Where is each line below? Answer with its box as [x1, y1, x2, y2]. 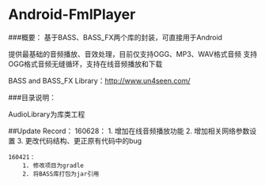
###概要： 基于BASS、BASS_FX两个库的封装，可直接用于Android [8, 32, 223, 42]
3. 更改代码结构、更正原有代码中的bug [17, 136, 142, 145]
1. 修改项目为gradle [22, 162, 85, 169]
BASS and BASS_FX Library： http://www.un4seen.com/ [8, 76, 191, 85]
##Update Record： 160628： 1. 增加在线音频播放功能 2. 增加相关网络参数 [8, 126, 250, 136]
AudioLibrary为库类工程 [8, 109, 85, 119]
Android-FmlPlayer [8, 6, 136, 24]
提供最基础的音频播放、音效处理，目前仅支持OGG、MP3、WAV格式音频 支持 [8, 49, 258, 58]
